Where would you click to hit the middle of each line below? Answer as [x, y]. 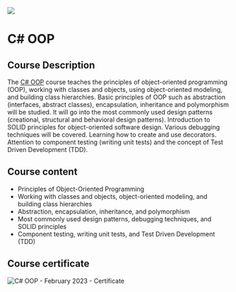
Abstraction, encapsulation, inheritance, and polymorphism [104, 211]
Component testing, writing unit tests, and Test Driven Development [116, 234]
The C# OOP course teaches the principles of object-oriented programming [118, 82]
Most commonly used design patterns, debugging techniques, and [114, 218]
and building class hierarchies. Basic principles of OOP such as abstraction [117, 97]
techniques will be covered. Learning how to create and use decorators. [112, 135]
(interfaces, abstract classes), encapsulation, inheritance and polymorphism [118, 105]
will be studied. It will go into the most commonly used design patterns [110, 112]
